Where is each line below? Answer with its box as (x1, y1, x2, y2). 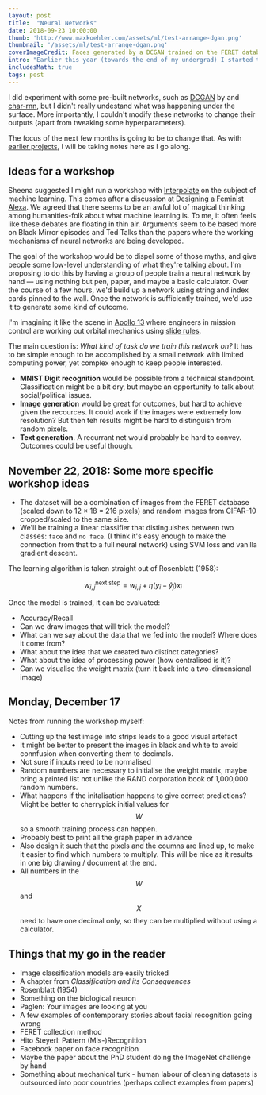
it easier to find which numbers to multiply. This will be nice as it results (19, 849, 253, 858)
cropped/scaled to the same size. (19, 515, 129, 524)
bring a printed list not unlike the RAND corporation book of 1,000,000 (19, 773, 249, 783)
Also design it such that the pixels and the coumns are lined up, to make (19, 841, 255, 850)
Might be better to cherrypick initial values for (19, 799, 169, 808)
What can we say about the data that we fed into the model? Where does (19, 630, 258, 639)
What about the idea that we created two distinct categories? (19, 646, 219, 656)
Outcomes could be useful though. (19, 441, 133, 451)
